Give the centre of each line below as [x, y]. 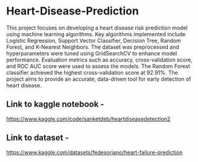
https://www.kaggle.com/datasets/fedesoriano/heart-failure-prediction [94, 152]
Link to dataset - [38, 138]
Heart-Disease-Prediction [72, 11]
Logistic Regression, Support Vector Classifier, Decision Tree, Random [94, 40]
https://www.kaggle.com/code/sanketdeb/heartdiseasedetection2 [88, 119]
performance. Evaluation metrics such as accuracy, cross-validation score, [100, 60]
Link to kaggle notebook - [55, 104]
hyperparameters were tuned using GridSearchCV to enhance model [92, 53]
